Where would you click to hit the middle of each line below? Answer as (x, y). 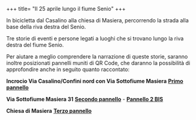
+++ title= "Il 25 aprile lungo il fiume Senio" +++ (66, 9)
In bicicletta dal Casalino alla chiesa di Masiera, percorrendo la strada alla (97, 20)
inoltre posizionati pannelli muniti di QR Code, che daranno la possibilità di (98, 63)
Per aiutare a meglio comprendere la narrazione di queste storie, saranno (97, 56)
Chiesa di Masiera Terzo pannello (49, 111)
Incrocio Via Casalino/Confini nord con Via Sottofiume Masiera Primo (95, 81)
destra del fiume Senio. (35, 45)
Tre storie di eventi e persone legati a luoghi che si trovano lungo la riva (95, 38)
